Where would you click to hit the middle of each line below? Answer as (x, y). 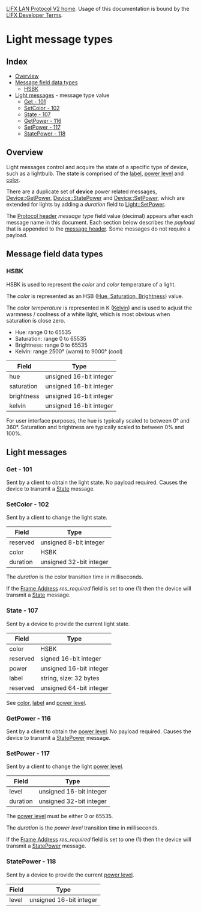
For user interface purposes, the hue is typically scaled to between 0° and (98, 420)
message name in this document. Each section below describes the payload (100, 222)
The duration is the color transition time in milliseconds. (75, 577)
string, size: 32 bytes (70, 678)
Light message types (60, 39)
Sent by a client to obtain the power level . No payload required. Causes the (99, 731)
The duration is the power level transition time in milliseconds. (82, 828)
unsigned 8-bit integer (72, 542)
